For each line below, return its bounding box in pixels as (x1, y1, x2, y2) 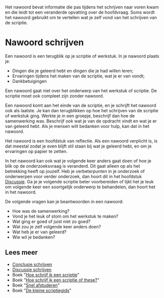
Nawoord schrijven (5, 37, 84, 48)
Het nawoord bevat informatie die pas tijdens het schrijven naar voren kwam (5, 4, 159, 10)
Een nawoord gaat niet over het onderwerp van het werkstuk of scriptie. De (5, 88, 157, 94)
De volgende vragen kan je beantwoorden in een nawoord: (5, 199, 124, 204)
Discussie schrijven (12, 267, 52, 273)
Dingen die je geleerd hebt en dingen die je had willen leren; (12, 68, 134, 74)
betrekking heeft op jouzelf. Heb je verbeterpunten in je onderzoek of (5, 168, 145, 174)
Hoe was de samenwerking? (12, 208, 70, 214)
